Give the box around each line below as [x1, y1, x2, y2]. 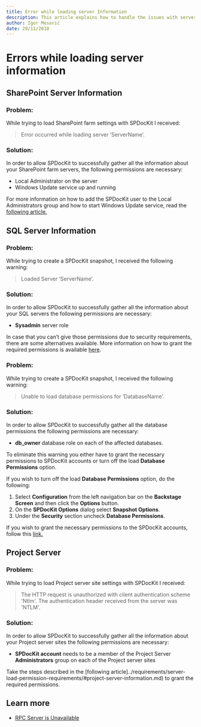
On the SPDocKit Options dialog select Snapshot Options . [14, 506, 160, 513]
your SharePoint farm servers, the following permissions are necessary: [6, 166, 183, 173]
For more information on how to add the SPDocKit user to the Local [6, 195, 172, 203]
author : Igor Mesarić [6, 20, 60, 26]
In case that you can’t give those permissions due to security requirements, [6, 333, 192, 340]
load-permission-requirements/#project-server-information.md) [6, 674, 164, 681]
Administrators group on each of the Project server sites [14, 656, 156, 663]
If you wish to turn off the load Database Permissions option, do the [6, 475, 175, 482]
